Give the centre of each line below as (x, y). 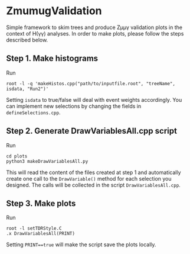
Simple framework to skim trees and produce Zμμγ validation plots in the (94, 27)
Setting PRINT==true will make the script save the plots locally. (81, 245)
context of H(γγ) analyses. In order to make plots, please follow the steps (95, 33)
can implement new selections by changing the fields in (74, 106)
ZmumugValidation (54, 11)
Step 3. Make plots (41, 203)
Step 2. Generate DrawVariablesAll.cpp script (91, 131)
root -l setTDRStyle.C (34, 229)
